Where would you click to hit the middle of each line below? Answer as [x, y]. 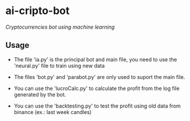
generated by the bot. [40, 94]
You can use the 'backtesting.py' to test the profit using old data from [97, 106]
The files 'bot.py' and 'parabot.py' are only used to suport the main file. [99, 77]
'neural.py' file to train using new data [59, 65]
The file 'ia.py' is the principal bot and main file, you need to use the [95, 59]
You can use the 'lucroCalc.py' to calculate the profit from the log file [97, 88]
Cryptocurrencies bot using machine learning [60, 27]
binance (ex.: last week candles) [52, 112]
